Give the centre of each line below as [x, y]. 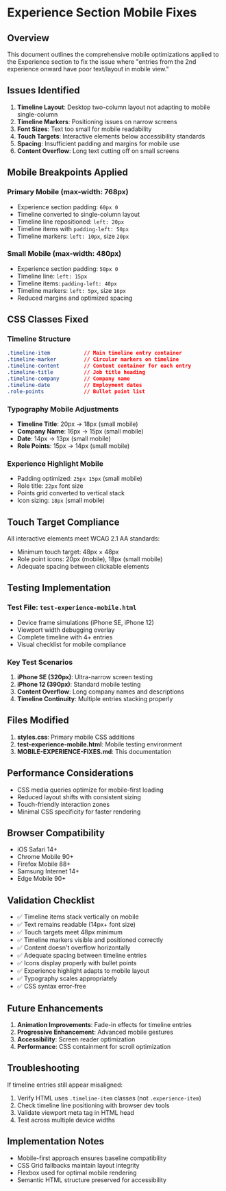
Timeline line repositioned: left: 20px [71, 222]
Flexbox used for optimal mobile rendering [77, 1172]
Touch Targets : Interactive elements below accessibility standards [111, 136]
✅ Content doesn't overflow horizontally [74, 947]
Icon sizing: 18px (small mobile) [61, 500]
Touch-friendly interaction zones [63, 804]
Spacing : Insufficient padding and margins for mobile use [98, 143]
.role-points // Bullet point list [76, 391]
